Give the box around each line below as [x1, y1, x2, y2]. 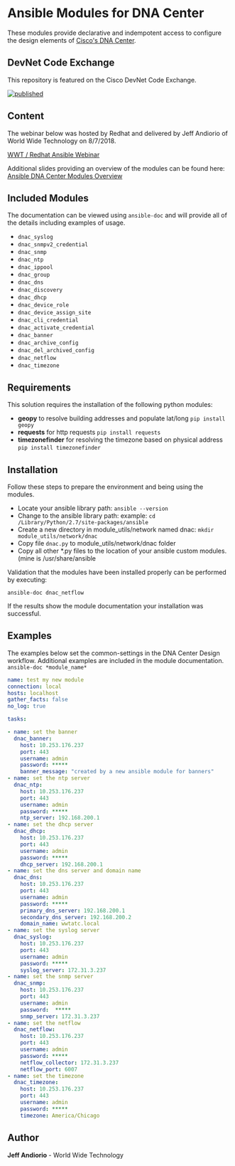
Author [7, 1132, 39, 1144]
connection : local [7, 683, 62, 690]
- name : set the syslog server [7, 927, 100, 934]
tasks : [7, 716, 27, 723]
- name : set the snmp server [7, 973, 94, 980]
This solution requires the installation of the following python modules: [7, 401, 213, 409]
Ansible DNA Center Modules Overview [7, 171, 123, 180]
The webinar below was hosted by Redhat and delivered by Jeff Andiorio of [7, 129, 229, 137]
